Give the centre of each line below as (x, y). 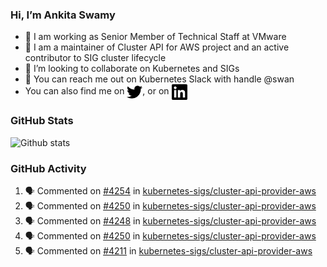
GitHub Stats (42, 121)
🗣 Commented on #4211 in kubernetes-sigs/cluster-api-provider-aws (168, 250)
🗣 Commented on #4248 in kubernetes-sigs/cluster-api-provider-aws (170, 220)
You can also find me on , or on (97, 91)
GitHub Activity (48, 168)
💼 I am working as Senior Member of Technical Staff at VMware (155, 37)
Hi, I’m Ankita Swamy (63, 15)
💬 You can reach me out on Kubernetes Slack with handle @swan (159, 79)
